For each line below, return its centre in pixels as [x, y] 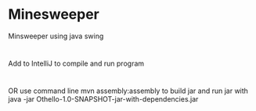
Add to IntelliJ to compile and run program [76, 63]
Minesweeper [54, 14]
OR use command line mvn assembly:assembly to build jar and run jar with [128, 91]
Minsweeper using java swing [56, 36]
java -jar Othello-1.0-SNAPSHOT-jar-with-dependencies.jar [103, 99]
